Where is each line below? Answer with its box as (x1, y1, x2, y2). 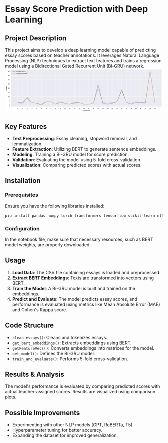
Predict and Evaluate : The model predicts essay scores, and (12, 296, 137, 302)
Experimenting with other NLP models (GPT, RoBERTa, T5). (12, 422, 134, 428)
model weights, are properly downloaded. (5, 241, 91, 248)
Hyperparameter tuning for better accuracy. (12, 427, 103, 433)
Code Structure (5, 321, 54, 330)
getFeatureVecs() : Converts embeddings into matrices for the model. (12, 345, 155, 351)
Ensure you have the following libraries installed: (5, 203, 105, 209)
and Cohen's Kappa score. (12, 306, 67, 313)
